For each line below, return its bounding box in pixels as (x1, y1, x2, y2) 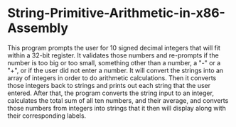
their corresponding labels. (7, 111, 87, 120)
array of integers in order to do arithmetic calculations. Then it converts (7, 73, 217, 82)
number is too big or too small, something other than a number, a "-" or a (7, 58, 221, 67)
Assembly (7, 20, 69, 36)
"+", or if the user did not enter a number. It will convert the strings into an (7, 66, 224, 74)
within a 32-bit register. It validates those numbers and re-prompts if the (7, 51, 219, 60)
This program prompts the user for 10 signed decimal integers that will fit (7, 43, 220, 52)
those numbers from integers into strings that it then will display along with (7, 104, 226, 112)
